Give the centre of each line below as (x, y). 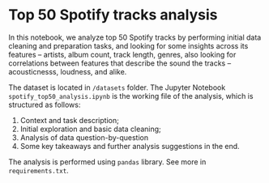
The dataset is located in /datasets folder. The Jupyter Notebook (117, 87)
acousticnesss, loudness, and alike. (68, 71)
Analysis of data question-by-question (84, 137)
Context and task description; (69, 120)
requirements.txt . (38, 170)
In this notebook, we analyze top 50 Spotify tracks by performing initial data (135, 37)
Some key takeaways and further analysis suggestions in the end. (130, 146)
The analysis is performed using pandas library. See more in (107, 162)
